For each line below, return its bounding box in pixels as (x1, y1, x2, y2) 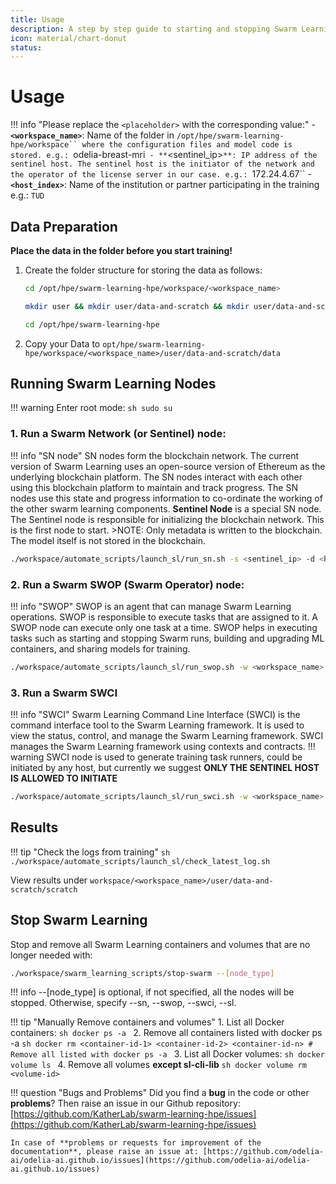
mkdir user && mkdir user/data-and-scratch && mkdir (24, 301, 250, 311)
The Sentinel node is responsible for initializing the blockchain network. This (10, 513, 325, 525)
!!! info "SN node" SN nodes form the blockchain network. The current (10, 449, 300, 461)
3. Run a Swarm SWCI (10, 686, 118, 700)
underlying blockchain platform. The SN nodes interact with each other (10, 471, 303, 483)
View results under (10, 874, 88, 886)
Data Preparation (10, 218, 118, 235)
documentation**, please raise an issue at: (10, 1147, 199, 1157)
